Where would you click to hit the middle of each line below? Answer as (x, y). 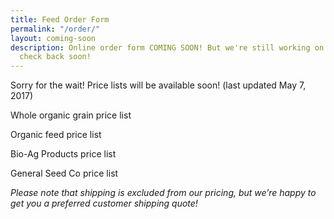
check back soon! (55, 57)
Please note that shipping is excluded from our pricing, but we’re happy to (163, 193)
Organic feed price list (56, 135)
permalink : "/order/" (55, 29)
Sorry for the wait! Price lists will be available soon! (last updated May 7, (158, 85)
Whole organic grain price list (71, 115)
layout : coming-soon (53, 38)
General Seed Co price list (64, 173)
